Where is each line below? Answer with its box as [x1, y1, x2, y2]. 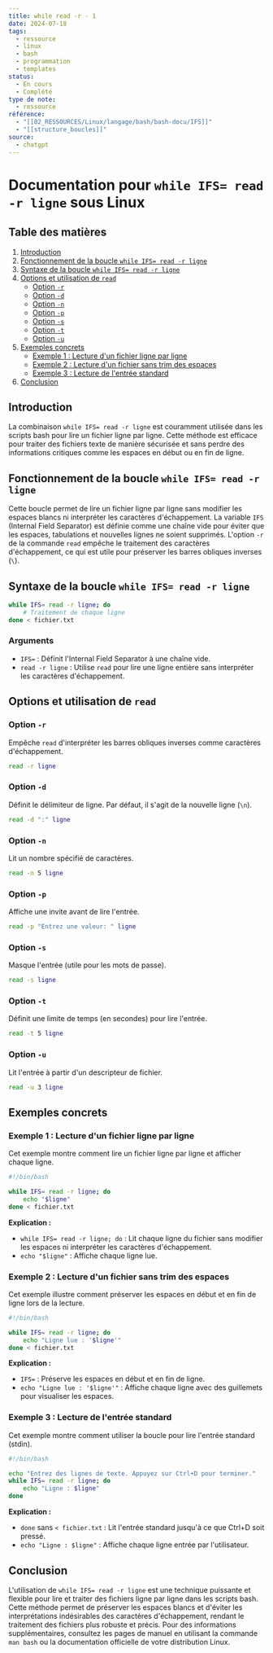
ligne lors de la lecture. [8, 1298, 85, 1308]
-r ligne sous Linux [8, 193, 145, 212]
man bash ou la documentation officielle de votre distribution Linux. [8, 1637, 231, 1646]
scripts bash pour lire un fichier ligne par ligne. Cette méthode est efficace [8, 431, 258, 441]
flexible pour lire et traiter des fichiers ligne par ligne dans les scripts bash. [8, 1594, 258, 1603]
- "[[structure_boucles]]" [15, 125, 107, 134]
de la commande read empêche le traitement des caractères [8, 538, 210, 548]
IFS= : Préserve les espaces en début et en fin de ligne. [19, 1374, 206, 1384]
